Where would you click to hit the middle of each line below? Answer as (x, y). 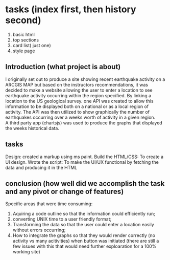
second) (23, 20)
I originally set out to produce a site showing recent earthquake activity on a (85, 79)
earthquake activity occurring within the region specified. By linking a (78, 95)
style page (24, 51)
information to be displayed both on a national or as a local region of (77, 106)
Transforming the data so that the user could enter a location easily (83, 225)
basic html (23, 34)
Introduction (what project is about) (63, 67)
